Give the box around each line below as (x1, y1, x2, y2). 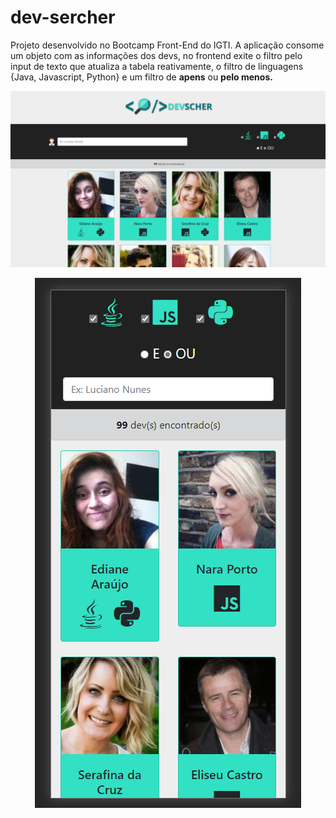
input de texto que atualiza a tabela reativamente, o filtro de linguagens (10, 60, 304, 72)
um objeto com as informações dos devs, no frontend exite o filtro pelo (10, 49, 303, 61)
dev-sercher (10, 6, 116, 29)
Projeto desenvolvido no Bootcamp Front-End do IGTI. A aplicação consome (10, 39, 325, 51)
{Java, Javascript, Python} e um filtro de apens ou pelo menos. (10, 71, 273, 83)
